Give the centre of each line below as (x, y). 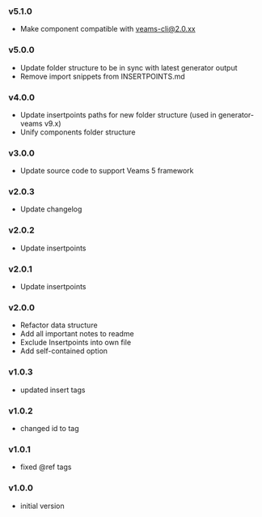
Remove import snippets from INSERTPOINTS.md (103, 76)
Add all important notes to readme (77, 334)
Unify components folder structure (78, 132)
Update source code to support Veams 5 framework (107, 171)
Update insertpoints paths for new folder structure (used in (118, 114)
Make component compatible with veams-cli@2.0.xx (108, 29)
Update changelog (51, 209)
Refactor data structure (59, 325)
